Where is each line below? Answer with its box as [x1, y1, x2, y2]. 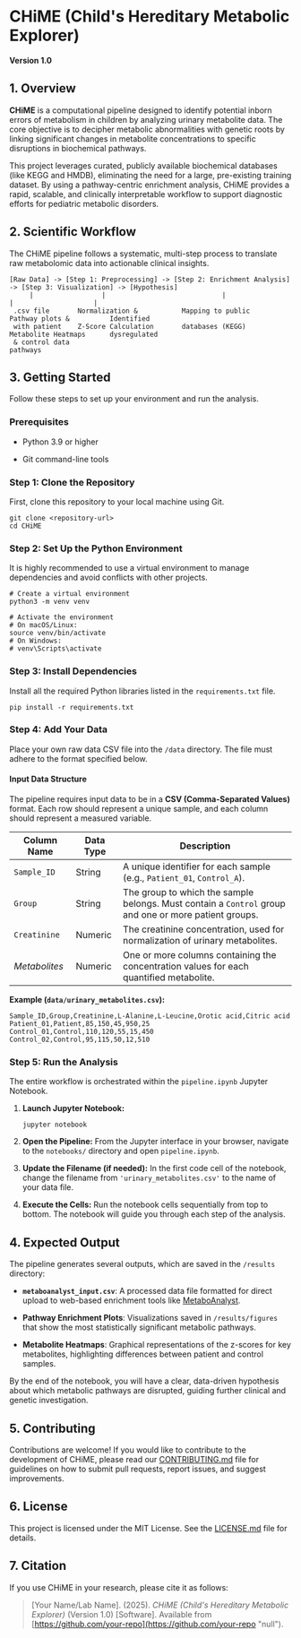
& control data [13, 338, 70, 347]
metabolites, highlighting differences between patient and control [21, 1349, 264, 1359]
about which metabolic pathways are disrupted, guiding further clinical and [9, 1385, 287, 1396]
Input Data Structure [9, 773, 87, 785]
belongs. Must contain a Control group [122, 898, 287, 910]
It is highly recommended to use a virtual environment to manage [9, 563, 250, 573]
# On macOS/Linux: [9, 621, 78, 630]
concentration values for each [122, 961, 249, 973]
